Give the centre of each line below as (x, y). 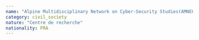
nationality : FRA (27, 28)
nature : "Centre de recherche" (44, 22)
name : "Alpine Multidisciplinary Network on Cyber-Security (82, 11)
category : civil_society (36, 17)
